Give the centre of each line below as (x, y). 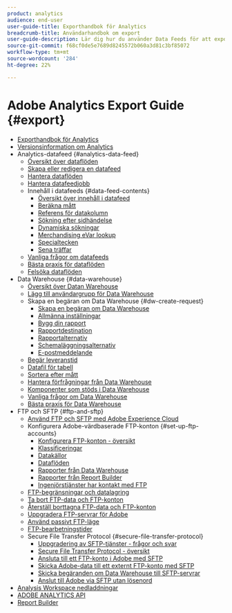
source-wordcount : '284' (43, 59)
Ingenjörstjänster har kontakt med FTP (92, 484)
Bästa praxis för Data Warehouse (74, 404)
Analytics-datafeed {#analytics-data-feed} (78, 154)
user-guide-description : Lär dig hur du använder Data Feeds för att (109, 39)
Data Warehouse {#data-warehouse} (69, 279)
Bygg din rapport (62, 323)
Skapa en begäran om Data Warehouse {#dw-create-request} (115, 301)
